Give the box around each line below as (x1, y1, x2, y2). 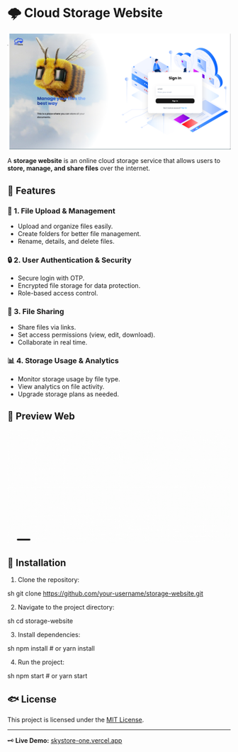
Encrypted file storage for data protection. (17, 281, 141, 290)
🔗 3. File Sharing (7, 307, 64, 317)
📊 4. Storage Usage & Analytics (7, 356, 119, 366)
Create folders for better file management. (17, 229, 142, 237)
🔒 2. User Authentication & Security (7, 255, 132, 265)
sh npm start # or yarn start (7, 672, 88, 680)
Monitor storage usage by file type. (17, 374, 120, 383)
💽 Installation (7, 557, 67, 568)
